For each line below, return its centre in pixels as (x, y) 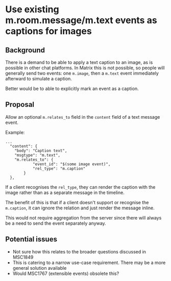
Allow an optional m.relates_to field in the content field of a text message (83, 117)
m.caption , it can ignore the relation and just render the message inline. (80, 208)
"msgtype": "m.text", (37, 155)
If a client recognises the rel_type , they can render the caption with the (80, 187)
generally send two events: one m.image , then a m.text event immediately (82, 73)
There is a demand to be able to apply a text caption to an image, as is (79, 62)
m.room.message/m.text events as (81, 20)
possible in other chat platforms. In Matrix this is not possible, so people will (85, 68)
